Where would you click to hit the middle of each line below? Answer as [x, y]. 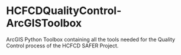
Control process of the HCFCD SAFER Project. [62, 46]
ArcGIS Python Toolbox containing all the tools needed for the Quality [91, 39]
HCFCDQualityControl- [64, 11]
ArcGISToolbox [44, 23]
